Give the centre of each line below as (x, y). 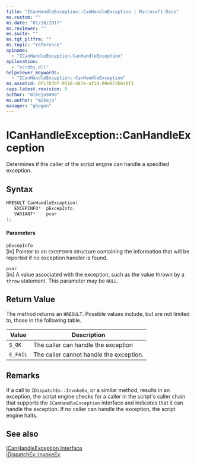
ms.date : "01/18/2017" (34, 23)
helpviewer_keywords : (33, 73)
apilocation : (22, 61)
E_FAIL (18, 354)
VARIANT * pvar (36, 214)
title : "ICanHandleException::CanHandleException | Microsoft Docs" (93, 12)
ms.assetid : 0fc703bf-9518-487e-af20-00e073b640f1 (70, 84)
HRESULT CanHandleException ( (42, 203)
